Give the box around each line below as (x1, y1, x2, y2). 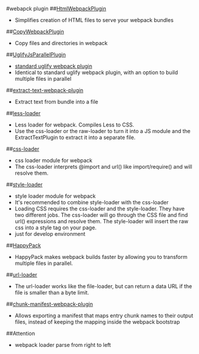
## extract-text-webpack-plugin (6, 87, 84, 94)
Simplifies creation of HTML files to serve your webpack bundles (14, 17, 174, 23)
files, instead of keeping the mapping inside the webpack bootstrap (14, 318, 180, 325)
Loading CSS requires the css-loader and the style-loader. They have (14, 205, 185, 212)
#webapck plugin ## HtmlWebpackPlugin (6, 5, 106, 12)
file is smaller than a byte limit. (14, 289, 89, 296)
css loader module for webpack (14, 157, 93, 164)
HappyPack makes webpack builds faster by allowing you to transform (14, 254, 188, 260)
